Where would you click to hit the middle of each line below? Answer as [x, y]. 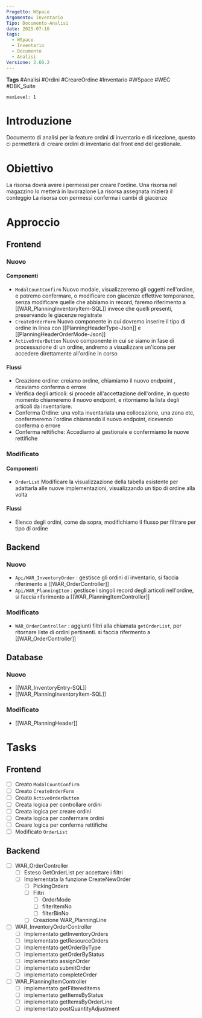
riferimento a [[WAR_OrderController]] [62, 584]
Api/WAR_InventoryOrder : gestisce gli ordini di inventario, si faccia [97, 577]
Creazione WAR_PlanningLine [70, 920]
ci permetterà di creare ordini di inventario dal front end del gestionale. [94, 144]
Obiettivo [30, 168]
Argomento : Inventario [35, 17]
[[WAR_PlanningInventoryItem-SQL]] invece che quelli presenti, [94, 309]
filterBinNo [55, 913]
